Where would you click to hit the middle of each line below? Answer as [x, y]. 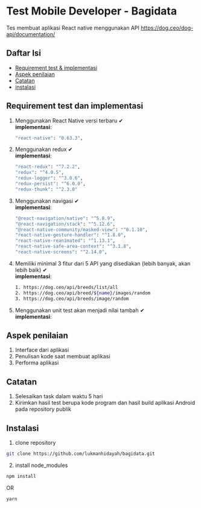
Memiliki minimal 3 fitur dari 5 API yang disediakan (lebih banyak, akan [103, 263]
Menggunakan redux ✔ [44, 150]
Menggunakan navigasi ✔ [47, 201]
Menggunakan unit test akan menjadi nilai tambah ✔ [80, 310]
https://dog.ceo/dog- [167, 28]
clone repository [35, 443]
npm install [21, 476]
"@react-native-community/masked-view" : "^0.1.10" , [81, 230]
